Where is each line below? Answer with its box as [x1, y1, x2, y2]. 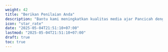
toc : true [5, 40, 26, 45]
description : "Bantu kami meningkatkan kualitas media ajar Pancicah [5, 16, 153, 21]
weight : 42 [5, 7, 28, 12]
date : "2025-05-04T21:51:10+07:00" [5, 26, 79, 31]
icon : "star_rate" [5, 21, 43, 26]
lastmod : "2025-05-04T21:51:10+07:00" [5, 30, 86, 35]
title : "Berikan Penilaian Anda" [5, 12, 75, 17]
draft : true [5, 35, 30, 40]
